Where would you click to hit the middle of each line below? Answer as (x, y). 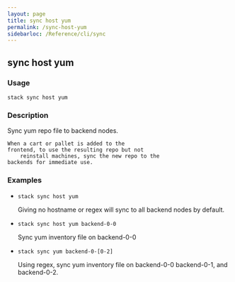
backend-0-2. (38, 272)
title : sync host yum (39, 21)
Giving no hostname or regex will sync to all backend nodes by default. (121, 210)
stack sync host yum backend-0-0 (67, 224)
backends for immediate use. (50, 163)
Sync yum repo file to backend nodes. (63, 131)
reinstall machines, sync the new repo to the (90, 156)
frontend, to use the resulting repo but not (75, 150)
